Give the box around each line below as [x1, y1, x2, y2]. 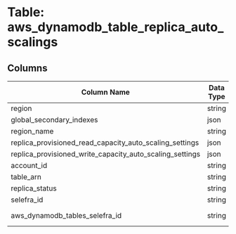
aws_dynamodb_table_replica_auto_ [7, 19, 224, 35]
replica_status [11, 183, 58, 193]
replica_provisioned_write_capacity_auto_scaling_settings [11, 149, 201, 159]
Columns [7, 62, 48, 74]
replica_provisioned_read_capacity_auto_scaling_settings [11, 138, 199, 148]
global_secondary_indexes [11, 115, 98, 124]
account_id [11, 161, 48, 170]
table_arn [11, 172, 42, 181]
